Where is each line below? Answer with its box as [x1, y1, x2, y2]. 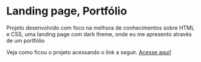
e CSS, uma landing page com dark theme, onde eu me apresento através [6, 30, 192, 37]
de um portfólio [6, 37, 45, 44]
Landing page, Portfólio [6, 4, 127, 18]
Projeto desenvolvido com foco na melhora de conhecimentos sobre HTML [6, 24, 195, 31]
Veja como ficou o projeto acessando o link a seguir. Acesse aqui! [6, 48, 172, 55]
